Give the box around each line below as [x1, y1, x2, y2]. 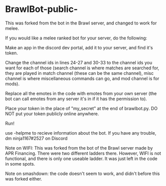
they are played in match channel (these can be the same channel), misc [5, 70, 154, 76]
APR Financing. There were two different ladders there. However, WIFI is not [5, 150, 162, 156]
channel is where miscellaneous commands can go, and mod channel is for [5, 75, 160, 81]
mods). [5, 81, 20, 87]
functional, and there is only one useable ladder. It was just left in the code [5, 156, 158, 162]
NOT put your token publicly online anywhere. [5, 111, 99, 117]
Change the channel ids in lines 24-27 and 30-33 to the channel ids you [5, 59, 153, 65]
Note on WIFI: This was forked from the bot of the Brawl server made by [5, 145, 153, 151]
